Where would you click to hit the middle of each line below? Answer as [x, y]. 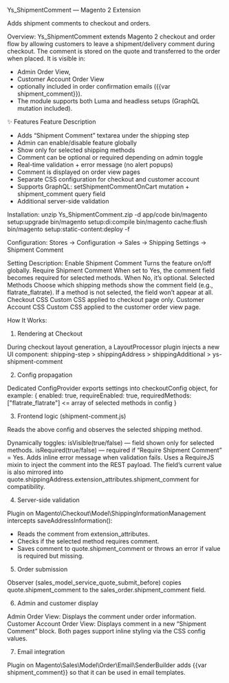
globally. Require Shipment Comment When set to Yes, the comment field [111, 270]
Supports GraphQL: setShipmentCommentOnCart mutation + [103, 186]
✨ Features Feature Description [52, 122]
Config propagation [45, 375]
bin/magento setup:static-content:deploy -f [68, 229]
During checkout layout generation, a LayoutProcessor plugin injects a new [113, 347]
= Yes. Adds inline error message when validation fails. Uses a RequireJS [111, 457]
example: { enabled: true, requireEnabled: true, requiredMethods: [99, 395]
